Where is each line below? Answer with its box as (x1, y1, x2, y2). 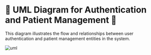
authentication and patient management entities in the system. (5, 36, 131, 41)
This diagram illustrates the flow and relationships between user (5, 30, 134, 36)
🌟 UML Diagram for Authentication (5, 4, 147, 15)
